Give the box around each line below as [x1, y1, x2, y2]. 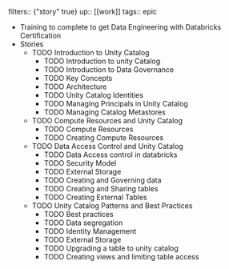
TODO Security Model [43, 159, 117, 167]
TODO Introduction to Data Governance [43, 65, 175, 74]
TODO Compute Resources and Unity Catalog [31, 116, 183, 125]
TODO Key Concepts [43, 74, 113, 82]
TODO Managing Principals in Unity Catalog [43, 99, 188, 108]
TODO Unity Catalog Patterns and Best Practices [31, 201, 193, 211]
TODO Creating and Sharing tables [43, 184, 159, 193]
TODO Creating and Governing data [43, 175, 162, 185]
